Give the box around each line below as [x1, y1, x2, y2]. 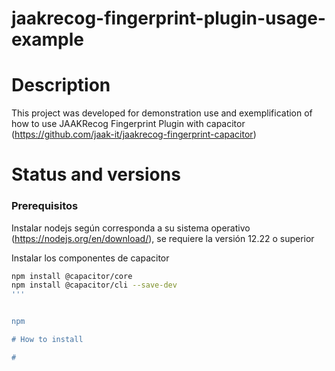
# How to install [11, 335, 84, 345]
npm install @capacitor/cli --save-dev [11, 280, 178, 291]
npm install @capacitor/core [11, 271, 133, 281]
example [11, 28, 85, 51]
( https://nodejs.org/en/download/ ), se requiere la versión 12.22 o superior [11, 232, 315, 244]
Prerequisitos [11, 199, 79, 213]
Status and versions [11, 163, 181, 186]
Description [11, 74, 111, 97]
